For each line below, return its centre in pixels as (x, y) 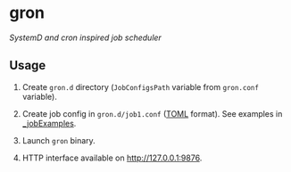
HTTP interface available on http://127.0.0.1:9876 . (112, 158)
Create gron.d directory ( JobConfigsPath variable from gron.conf (140, 86)
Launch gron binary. (58, 140)
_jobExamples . (49, 123)
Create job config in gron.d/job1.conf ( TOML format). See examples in (152, 113)
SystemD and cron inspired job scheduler (86, 37)
